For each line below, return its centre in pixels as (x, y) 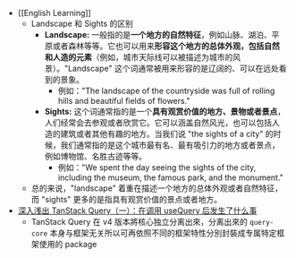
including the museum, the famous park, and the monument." (171, 177)
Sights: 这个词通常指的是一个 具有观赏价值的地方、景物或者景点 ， (165, 112)
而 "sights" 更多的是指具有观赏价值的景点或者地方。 (126, 199)
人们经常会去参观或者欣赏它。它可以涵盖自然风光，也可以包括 (158, 123)
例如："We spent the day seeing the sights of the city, (157, 168)
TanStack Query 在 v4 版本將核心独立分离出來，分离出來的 (140, 222)
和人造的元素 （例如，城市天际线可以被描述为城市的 (139, 57)
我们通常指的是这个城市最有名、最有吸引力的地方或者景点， (170, 145)
